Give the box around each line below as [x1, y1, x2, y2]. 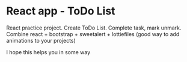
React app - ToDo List [6, 4, 115, 18]
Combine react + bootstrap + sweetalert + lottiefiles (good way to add [6, 30, 180, 37]
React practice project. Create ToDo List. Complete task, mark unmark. [6, 24, 182, 31]
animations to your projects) [6, 37, 76, 44]
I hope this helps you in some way [6, 48, 91, 55]
